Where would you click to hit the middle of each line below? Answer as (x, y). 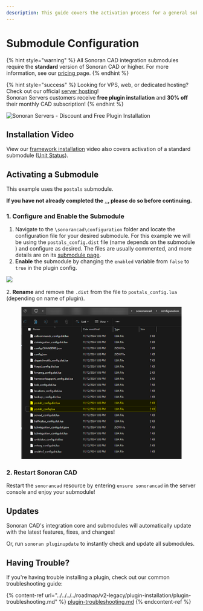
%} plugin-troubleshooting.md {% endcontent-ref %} (125, 602)
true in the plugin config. (46, 268)
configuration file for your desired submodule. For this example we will (103, 236)
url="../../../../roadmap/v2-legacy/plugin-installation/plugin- (118, 595)
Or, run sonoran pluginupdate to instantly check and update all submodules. (101, 544)
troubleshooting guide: (34, 584)
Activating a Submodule (52, 174)
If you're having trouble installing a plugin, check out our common (88, 577)
